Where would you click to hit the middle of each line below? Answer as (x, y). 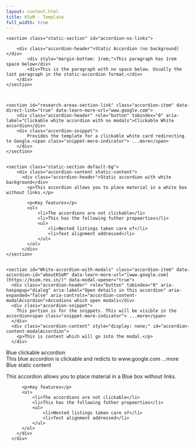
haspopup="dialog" (28, 290)
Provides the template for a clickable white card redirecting (106, 136)
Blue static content (29, 365)
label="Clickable (27, 121)
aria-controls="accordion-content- (94, 295)
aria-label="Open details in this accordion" (110, 290)
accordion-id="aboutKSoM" (37, 275)
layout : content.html (32, 11)
